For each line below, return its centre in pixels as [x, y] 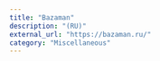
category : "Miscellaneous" [60, 43]
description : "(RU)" [48, 26]
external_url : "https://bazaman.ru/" [80, 34]
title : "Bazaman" [42, 17]
